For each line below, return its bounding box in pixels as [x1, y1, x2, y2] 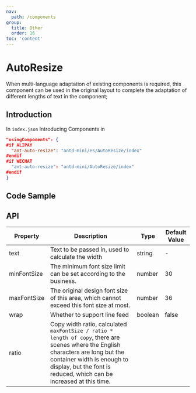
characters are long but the [50, 348, 125, 356]
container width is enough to [50, 355, 129, 363]
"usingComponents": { [6, 136, 59, 142]
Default [165, 228, 187, 236]
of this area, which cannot [50, 293, 121, 302]
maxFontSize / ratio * [50, 327, 113, 334]
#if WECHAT [6, 159, 33, 165]
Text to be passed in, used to [50, 245, 129, 254]
